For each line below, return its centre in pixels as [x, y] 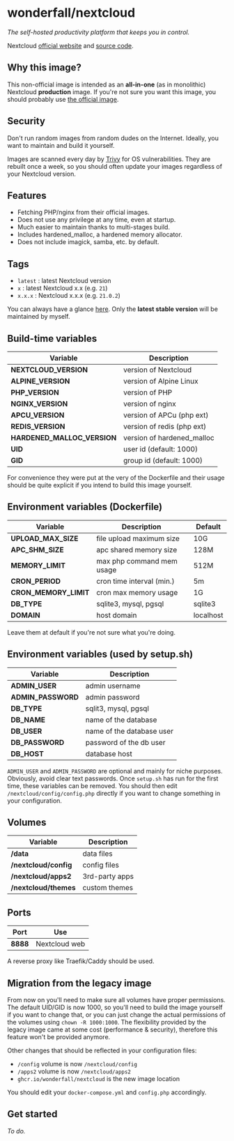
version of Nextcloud [157, 370]
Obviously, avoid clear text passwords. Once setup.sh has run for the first [113, 778]
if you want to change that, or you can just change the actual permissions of [117, 1015]
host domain [117, 615]
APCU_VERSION [38, 415]
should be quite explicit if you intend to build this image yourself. [100, 485]
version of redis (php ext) [165, 426]
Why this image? [44, 68]
